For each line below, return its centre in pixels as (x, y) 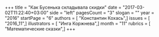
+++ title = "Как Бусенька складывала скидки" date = (63, 7)
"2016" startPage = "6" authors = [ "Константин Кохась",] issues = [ (77, 18)
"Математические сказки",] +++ (40, 29)
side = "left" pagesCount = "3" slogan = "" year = (102, 13)
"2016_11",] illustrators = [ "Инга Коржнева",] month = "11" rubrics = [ (78, 23)
